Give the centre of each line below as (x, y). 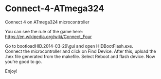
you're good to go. (24, 61)
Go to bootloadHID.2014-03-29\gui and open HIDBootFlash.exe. (69, 46)
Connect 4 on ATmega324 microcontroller (47, 22)
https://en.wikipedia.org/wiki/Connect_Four (48, 37)
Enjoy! (11, 71)
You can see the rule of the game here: (44, 31)
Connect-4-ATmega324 (55, 9)
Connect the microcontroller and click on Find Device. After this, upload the (81, 51)
